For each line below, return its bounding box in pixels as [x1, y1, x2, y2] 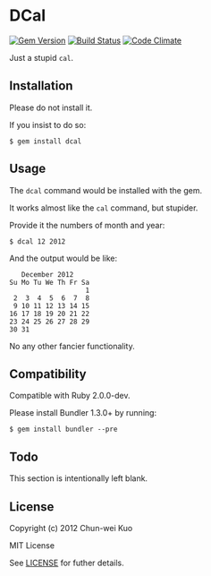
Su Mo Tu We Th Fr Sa [9, 278, 90, 287]
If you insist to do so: [9, 119, 87, 130]
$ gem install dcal [9, 136, 82, 146]
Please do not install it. [9, 102, 93, 113]
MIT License [9, 540, 55, 551]
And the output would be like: [9, 253, 118, 263]
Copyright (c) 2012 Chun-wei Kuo [9, 523, 133, 533]
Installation [9, 78, 73, 94]
